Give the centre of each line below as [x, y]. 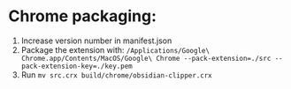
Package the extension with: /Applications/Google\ [115, 49]
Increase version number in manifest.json [96, 41]
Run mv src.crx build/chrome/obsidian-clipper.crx [117, 74]
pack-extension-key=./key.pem [77, 66]
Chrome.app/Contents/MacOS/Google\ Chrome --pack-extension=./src [146, 58]
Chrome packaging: [82, 16]
